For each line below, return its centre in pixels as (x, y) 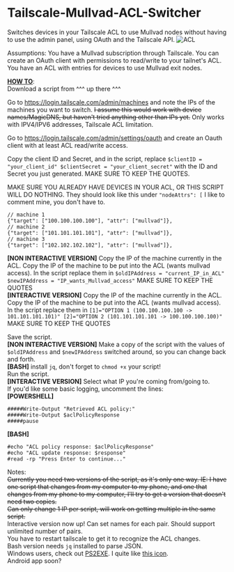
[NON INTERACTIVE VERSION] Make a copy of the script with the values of (116, 344)
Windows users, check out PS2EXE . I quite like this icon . (88, 553)
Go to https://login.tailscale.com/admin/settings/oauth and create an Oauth (115, 138)
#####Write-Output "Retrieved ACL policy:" (71, 409)
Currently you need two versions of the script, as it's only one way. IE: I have (117, 479)
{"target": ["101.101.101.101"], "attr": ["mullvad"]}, (90, 233)
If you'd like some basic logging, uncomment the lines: (85, 389)
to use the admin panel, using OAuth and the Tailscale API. (91, 39)
